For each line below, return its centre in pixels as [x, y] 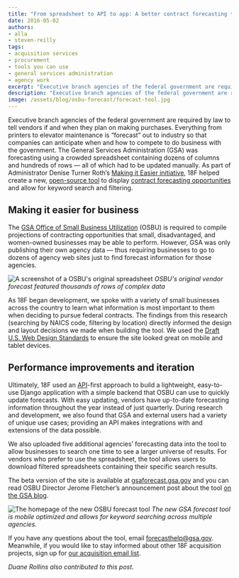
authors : [21, 27]
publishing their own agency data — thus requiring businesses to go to [111, 250]
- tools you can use [39, 67]
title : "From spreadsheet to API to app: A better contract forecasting [118, 14]
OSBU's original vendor [189, 278]
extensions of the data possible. [55, 430]
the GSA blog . [28, 495]
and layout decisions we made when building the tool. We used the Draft [114, 330]
